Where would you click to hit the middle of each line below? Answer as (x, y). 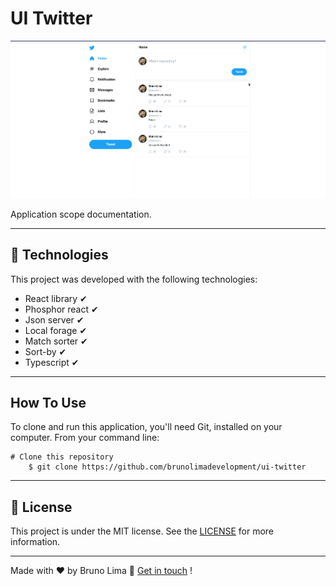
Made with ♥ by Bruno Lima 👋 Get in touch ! (101, 571)
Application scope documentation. (81, 214)
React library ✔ (56, 298)
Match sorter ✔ (56, 341)
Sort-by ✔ (45, 351)
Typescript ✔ (52, 362)
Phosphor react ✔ (61, 309)
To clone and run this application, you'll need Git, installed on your (146, 427)
